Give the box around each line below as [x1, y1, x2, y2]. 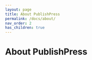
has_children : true [5, 25, 45, 30]
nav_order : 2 [5, 20, 32, 26]
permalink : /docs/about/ [5, 16, 56, 21]
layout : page [5, 7, 32, 12]
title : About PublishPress [5, 12, 60, 17]
